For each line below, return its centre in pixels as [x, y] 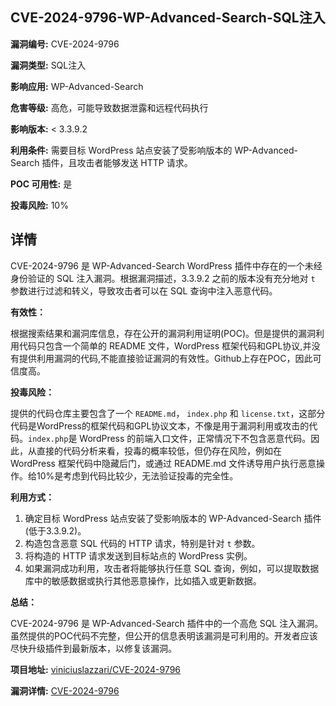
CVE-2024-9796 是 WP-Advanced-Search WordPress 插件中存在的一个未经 [166, 265]
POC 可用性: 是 [41, 184]
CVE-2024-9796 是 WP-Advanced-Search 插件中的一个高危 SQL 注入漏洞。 [167, 623]
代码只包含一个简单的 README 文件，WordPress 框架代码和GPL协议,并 [165, 345]
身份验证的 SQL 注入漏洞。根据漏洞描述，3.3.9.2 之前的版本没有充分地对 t [163, 278]
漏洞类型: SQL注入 [48, 65]
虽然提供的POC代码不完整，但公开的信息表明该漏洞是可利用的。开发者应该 [164, 635]
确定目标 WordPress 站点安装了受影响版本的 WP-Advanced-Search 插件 [173, 518]
